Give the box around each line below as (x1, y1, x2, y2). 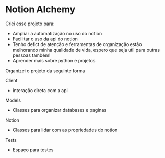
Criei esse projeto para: (5, 20, 55, 27)
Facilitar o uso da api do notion (12, 36, 78, 42)
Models (5, 97, 21, 103)
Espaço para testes (12, 147, 54, 153)
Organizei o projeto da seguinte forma (5, 67, 85, 74)
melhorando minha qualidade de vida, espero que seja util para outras (12, 47, 160, 53)
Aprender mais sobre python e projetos (12, 57, 96, 63)
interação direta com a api (12, 87, 68, 93)
